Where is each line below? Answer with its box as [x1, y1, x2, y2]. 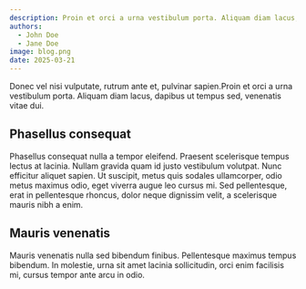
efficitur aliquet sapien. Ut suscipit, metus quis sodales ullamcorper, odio [9, 170, 282, 181]
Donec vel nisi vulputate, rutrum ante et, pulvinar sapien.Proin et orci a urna [9, 81, 293, 91]
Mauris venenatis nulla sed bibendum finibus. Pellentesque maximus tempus [9, 250, 297, 261]
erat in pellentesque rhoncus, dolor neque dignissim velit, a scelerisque [9, 189, 278, 201]
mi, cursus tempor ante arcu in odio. [9, 269, 146, 280]
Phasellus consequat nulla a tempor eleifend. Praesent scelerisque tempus [9, 150, 290, 161]
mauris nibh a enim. [9, 199, 84, 210]
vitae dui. [9, 100, 45, 110]
